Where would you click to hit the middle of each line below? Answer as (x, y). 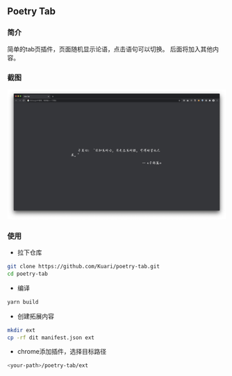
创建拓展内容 (35, 316)
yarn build (23, 302)
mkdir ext (22, 330)
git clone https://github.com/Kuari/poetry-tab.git (83, 267)
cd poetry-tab (28, 274)
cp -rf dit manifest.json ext (51, 337)
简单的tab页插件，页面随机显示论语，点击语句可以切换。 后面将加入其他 (110, 49)
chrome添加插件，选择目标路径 (61, 352)
